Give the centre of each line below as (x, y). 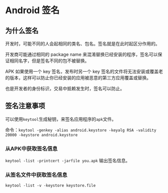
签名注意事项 (25, 106)
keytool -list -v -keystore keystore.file (50, 186)
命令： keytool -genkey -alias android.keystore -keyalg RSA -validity (81, 130)
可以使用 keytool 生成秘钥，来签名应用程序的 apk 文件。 (61, 119)
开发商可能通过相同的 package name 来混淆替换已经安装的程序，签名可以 (81, 54)
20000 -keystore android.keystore (42, 135)
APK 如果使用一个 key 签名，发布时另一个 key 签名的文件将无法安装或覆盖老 (84, 71)
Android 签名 (32, 10)
